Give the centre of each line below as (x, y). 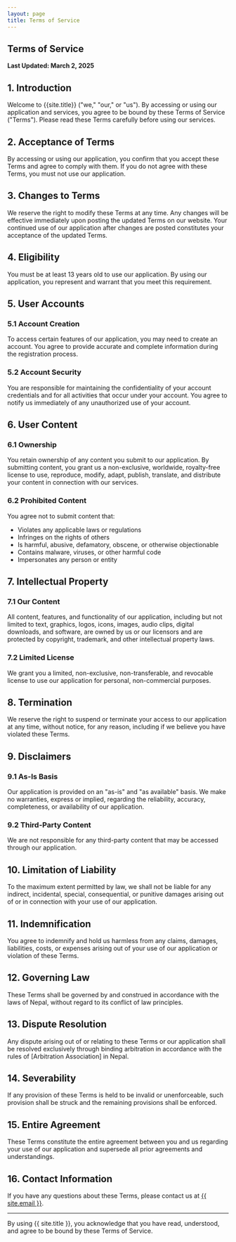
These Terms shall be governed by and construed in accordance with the (113, 994)
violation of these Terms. (43, 955)
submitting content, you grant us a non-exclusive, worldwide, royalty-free (114, 468)
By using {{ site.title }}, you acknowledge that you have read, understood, (113, 1223)
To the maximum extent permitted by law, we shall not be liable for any (109, 887)
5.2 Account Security (45, 372)
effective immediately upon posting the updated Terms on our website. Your (117, 220)
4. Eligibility (34, 257)
